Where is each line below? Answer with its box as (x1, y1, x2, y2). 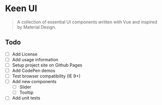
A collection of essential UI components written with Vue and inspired (17, 19, 158, 25)
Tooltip (19, 89, 34, 95)
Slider (19, 84, 32, 90)
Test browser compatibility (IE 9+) (12, 73, 81, 79)
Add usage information (12, 56, 59, 62)
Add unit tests (12, 95, 40, 101)
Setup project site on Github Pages (12, 62, 82, 68)
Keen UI (5, 3, 38, 14)
